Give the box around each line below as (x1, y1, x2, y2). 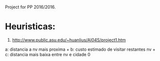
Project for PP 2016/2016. (5, 4, 56, 10)
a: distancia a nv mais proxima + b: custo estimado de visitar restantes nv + (5, 46, 156, 52)
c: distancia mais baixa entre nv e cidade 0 (5, 51, 91, 57)
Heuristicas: (5, 21, 56, 32)
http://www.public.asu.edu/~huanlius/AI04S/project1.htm (12, 37, 126, 43)
